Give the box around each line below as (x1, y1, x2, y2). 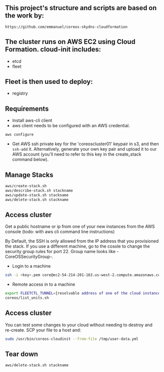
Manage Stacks (5, 171, 54, 179)
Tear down (5, 350, 38, 358)
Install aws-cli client (12, 117, 53, 123)
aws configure (5, 132, 34, 137)
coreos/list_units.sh (5, 295, 49, 300)
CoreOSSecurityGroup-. (5, 254, 54, 260)
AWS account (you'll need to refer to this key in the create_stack (12, 151, 142, 157)
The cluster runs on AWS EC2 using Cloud (5, 38, 136, 46)
